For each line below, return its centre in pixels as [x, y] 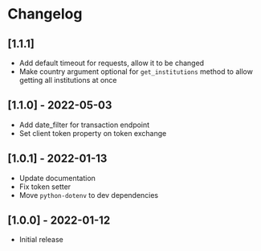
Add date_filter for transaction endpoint [84, 125]
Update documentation [57, 178]
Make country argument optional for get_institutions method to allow [136, 72]
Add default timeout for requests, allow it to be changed [112, 63]
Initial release [41, 240]
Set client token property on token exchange [93, 133]
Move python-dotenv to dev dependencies [89, 195]
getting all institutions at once [68, 80]
